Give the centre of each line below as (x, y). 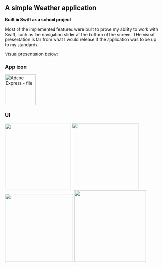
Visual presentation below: (32, 54)
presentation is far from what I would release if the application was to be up (81, 39)
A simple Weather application (51, 8)
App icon (16, 67)
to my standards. (22, 44)
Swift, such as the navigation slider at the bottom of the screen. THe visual (80, 34)
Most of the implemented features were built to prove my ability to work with (81, 29)
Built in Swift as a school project (38, 19)
